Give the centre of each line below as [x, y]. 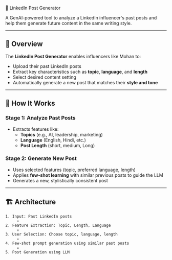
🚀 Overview [24, 44]
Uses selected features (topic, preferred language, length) [74, 170]
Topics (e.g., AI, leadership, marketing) [62, 134]
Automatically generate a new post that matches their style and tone [85, 82]
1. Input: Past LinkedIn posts [39, 216]
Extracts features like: [36, 129]
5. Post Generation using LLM [38, 252]
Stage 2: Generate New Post [41, 158]
